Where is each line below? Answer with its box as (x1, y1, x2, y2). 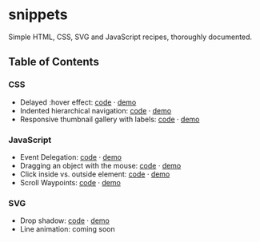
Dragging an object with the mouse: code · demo (19, 161, 182, 170)
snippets (8, 6, 68, 24)
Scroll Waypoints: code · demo (19, 177, 122, 187)
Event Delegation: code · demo (19, 152, 122, 161)
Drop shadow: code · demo (19, 216, 110, 225)
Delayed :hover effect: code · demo (19, 97, 137, 107)
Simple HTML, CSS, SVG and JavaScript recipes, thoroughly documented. (8, 32, 253, 42)
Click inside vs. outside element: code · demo (19, 169, 170, 179)
